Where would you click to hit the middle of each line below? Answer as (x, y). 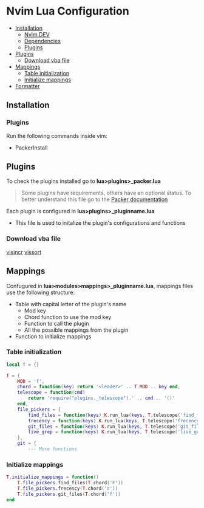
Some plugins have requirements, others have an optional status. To (106, 193)
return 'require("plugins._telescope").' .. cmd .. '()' (101, 398)
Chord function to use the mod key (68, 317)
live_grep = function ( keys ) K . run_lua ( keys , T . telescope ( (103, 432)
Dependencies (42, 41)
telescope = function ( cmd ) (51, 393)
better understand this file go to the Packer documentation (94, 199)
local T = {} (23, 365)
